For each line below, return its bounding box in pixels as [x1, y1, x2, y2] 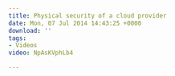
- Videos [8, 42, 38, 50]
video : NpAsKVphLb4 [8, 49, 74, 57]
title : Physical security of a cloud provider [8, 11, 167, 20]
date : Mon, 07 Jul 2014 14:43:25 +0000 [8, 19, 142, 27]
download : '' [8, 26, 52, 34]
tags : [8, 34, 26, 42]
